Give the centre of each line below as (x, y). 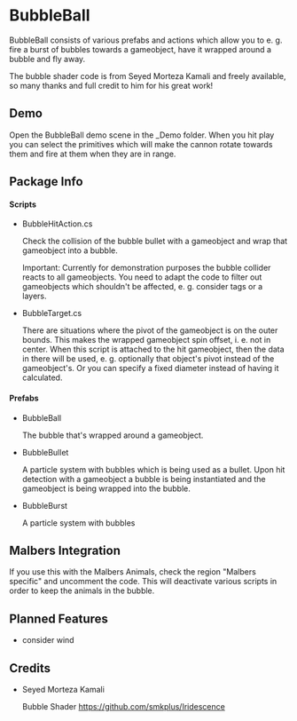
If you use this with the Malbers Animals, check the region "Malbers (133, 572)
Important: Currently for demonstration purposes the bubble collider (146, 268)
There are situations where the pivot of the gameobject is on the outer (150, 330)
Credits (30, 668)
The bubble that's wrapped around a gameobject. (113, 435)
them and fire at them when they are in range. (93, 154)
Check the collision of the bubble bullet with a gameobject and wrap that (155, 242)
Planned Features (59, 618)
